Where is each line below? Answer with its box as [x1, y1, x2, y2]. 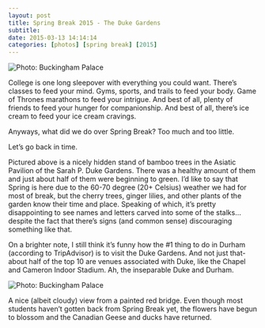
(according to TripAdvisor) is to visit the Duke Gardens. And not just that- [8, 248, 246, 258]
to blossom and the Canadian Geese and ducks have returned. [8, 313, 212, 322]
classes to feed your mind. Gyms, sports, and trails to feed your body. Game [8, 86, 257, 96]
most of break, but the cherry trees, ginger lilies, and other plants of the [8, 191, 242, 201]
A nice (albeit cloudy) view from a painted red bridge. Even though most [8, 296, 244, 305]
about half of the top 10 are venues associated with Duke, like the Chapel [8, 257, 246, 266]
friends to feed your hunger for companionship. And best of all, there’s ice [8, 104, 250, 113]
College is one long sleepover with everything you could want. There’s [8, 78, 237, 88]
